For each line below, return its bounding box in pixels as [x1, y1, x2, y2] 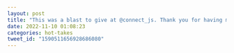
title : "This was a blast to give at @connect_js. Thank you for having [7, 17, 223, 23]
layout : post [7, 10, 45, 17]
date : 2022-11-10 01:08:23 [7, 23, 86, 30]
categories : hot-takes [7, 29, 73, 36]
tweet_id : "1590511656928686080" [7, 36, 104, 43]
